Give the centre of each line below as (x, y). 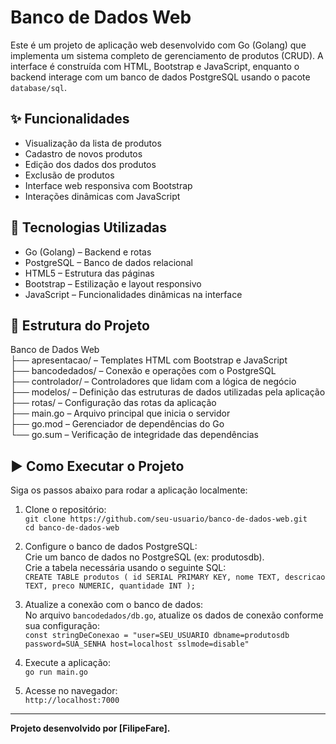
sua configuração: (62, 626)
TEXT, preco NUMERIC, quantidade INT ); (110, 586)
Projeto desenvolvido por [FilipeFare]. (90, 728)
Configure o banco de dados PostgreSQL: (111, 547)
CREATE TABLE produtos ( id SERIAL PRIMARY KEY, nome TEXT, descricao (175, 577)
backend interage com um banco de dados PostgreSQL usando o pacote (160, 77)
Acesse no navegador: (71, 691)
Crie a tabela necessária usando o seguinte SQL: (125, 568)
